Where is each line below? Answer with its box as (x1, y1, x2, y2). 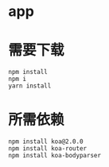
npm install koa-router (8, 145, 88, 153)
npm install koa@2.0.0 (8, 138, 84, 146)
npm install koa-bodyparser (8, 152, 102, 160)
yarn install (8, 82, 52, 90)
